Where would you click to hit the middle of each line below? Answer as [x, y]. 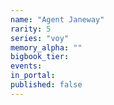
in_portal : [33, 76]
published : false [46, 85]
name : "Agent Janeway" [57, 19]
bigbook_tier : [40, 57]
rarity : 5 [31, 29]
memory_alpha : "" [46, 47]
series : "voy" [40, 38]
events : [26, 66]
